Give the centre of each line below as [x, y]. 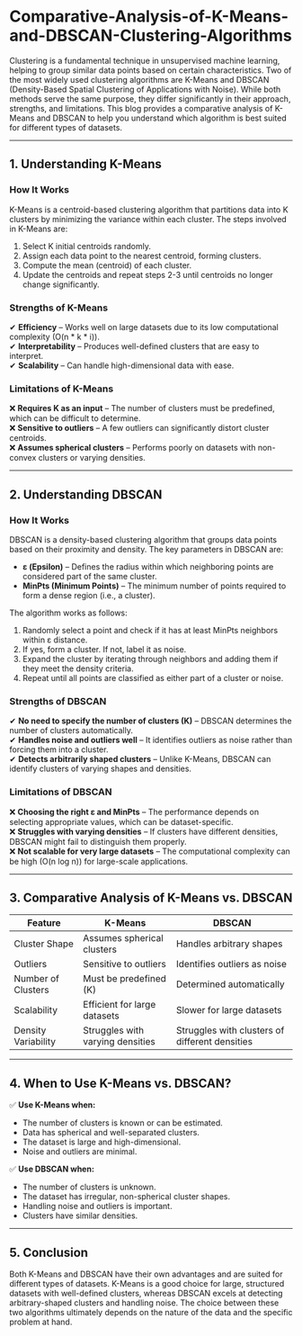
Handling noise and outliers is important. [97, 1206]
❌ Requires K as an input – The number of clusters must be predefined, [142, 408]
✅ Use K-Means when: [53, 1105]
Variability [35, 1042]
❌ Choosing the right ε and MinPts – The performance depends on [134, 811]
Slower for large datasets [229, 1010]
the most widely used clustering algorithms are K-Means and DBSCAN [139, 79]
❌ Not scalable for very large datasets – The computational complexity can [150, 851]
